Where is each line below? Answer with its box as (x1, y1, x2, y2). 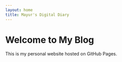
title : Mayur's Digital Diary (5, 12, 70, 17)
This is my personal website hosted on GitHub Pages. (5, 51, 117, 57)
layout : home (5, 7, 33, 13)
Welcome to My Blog (5, 34, 95, 46)
